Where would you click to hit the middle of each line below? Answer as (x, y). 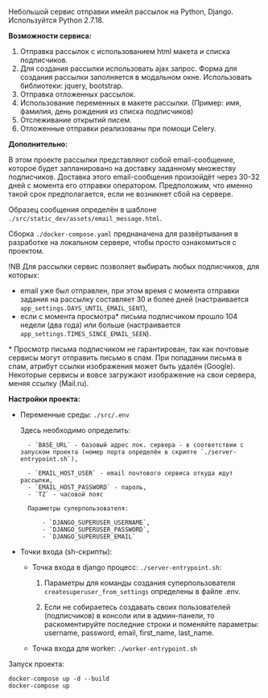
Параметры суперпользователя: (78, 509)
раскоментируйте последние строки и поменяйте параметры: (151, 624)
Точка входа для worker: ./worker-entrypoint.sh (114, 648)
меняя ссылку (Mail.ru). (49, 383)
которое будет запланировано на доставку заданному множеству (122, 168)
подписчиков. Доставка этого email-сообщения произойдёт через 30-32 (134, 177)
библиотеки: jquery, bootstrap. (72, 85)
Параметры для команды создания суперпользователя (140, 583)
